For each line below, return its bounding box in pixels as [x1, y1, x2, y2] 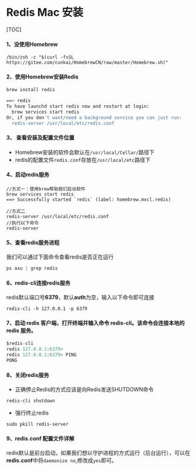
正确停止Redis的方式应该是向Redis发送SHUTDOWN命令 [14, 386, 154, 393]
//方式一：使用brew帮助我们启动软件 [6, 186, 86, 192]
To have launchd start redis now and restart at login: [6, 103, 150, 109]
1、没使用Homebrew [6, 40, 58, 48]
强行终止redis [14, 409, 49, 417]
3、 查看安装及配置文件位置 [6, 134, 75, 141]
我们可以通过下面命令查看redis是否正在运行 [6, 253, 114, 260]
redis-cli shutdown [6, 398, 55, 404]
